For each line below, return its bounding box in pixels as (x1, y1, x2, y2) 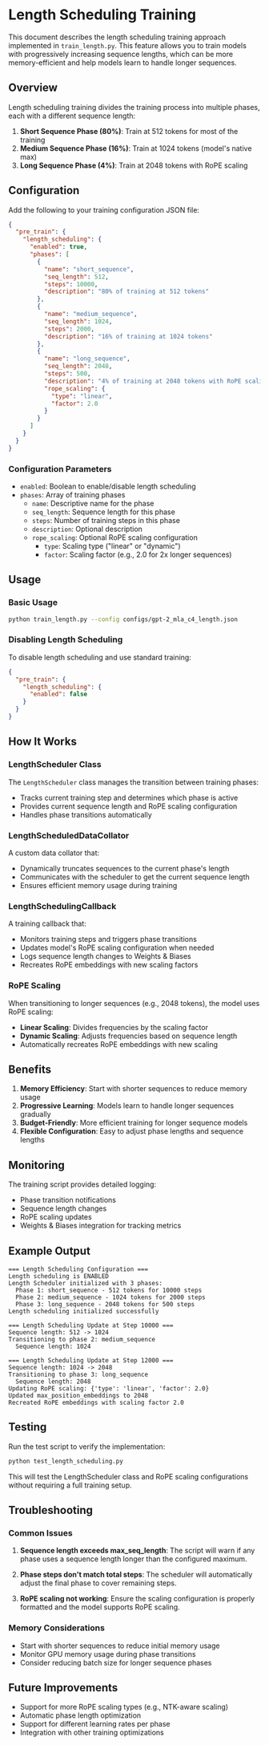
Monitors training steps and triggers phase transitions (19, 935, 198, 944)
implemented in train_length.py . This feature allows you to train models (8, 40, 247, 50)
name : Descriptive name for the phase (31, 498, 155, 508)
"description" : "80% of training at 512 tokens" (43, 287, 210, 296)
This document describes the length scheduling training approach (8, 32, 227, 42)
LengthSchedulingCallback (8, 900, 117, 911)
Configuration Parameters (8, 463, 112, 474)
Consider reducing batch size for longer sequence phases (19, 1658, 212, 1667)
